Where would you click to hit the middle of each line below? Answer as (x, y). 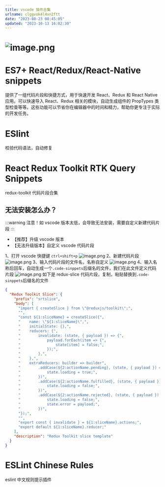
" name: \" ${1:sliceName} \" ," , (54, 322)
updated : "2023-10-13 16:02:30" (38, 23)
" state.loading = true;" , (58, 372)
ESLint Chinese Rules (49, 465)
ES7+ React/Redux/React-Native (73, 70)
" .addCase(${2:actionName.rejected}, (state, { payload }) (89, 395)
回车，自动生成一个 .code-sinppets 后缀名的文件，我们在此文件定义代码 (85, 268)
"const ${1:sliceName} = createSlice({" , (61, 317)
